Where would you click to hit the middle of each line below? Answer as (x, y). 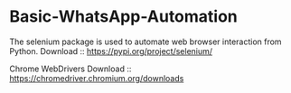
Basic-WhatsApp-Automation (123, 17)
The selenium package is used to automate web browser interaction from (145, 42)
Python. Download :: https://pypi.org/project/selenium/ (111, 51)
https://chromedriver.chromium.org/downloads (97, 78)
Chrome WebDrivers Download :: (70, 69)
